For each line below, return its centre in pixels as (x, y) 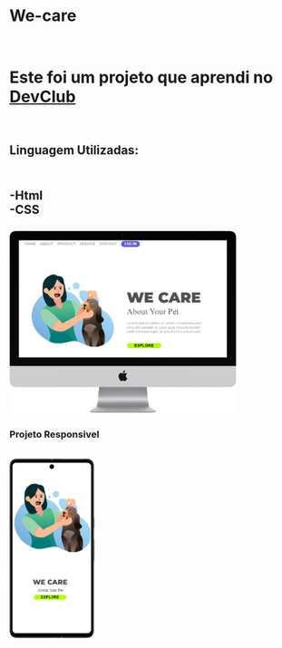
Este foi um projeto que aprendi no (141, 77)
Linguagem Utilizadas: (74, 150)
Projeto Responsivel (54, 434)
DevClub (43, 97)
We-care (43, 16)
